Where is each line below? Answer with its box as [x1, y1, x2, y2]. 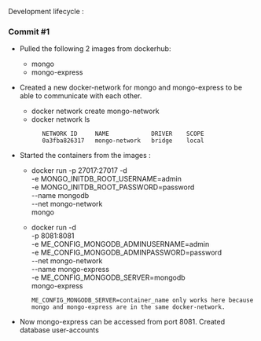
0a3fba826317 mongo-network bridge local [42, 137, 204, 145]
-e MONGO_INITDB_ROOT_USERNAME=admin [31, 174, 182, 184]
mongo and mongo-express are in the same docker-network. [31, 303, 226, 311]
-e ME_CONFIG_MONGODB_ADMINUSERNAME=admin [31, 240, 210, 249]
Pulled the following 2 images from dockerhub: [19, 44, 171, 53]
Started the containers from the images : [19, 151, 151, 160]
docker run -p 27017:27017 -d [31, 166, 127, 175]
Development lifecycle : [8, 7, 84, 16]
